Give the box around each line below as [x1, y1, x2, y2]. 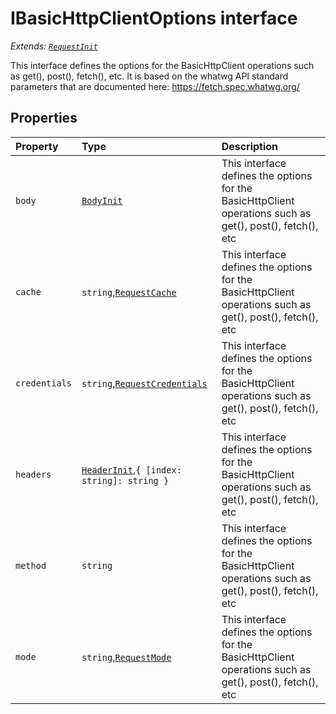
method [15, 560, 47, 571]
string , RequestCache [81, 285, 177, 299]
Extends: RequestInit [10, 40, 98, 52]
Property [15, 139, 59, 153]
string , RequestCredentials [81, 376, 208, 390]
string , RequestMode [81, 650, 172, 664]
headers [15, 468, 52, 480]
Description [221, 139, 279, 153]
